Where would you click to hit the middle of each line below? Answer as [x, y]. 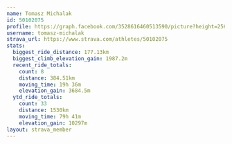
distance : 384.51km [47, 78]
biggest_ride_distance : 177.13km [61, 53]
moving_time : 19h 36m [50, 84]
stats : [16, 46]
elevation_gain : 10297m [53, 123]
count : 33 [33, 104]
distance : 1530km [44, 110]
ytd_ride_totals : [38, 98]
